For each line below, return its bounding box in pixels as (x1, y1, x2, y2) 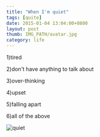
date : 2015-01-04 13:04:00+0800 (6, 20, 88, 26)
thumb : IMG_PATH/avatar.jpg (6, 32, 78, 38)
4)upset (6, 89, 26, 96)
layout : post (6, 25, 39, 32)
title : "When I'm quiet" (6, 8, 69, 15)
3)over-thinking (6, 77, 45, 84)
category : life (6, 37, 45, 43)
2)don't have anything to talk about (6, 65, 94, 73)
